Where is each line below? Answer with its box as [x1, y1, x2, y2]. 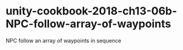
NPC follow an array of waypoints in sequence [5, 37, 122, 44]
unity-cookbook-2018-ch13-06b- [5, 4, 178, 18]
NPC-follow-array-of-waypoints [5, 17, 171, 31]
